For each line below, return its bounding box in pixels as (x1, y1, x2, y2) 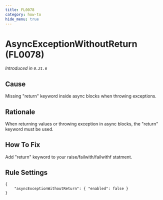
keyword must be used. (5, 126, 53, 132)
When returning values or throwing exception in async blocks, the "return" (5, 120, 158, 126)
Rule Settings (5, 168, 48, 177)
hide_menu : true (5, 16, 39, 21)
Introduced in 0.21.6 (5, 65, 47, 71)
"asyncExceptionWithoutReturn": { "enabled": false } (14, 186, 128, 191)
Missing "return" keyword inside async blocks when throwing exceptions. (5, 93, 156, 99)
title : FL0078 (5, 7, 35, 12)
